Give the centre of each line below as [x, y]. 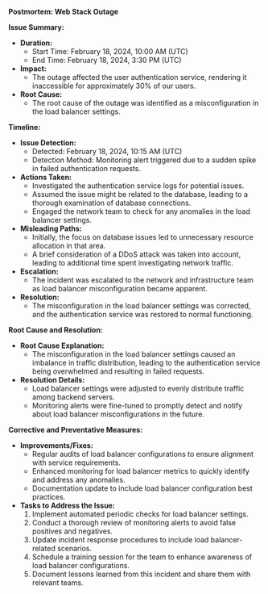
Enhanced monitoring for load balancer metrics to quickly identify [140, 471]
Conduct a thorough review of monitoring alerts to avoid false [134, 523]
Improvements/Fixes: [57, 445]
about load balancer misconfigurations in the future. [118, 414]
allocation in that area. [69, 246]
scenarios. [75, 548]
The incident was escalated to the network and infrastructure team [142, 280]
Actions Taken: [46, 177]
